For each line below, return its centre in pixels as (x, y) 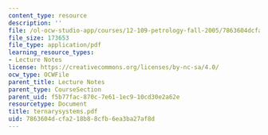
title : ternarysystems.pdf (53, 112)
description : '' (35, 23)
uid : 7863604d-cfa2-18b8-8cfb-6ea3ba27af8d (82, 119)
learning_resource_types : (51, 52)
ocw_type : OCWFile (39, 75)
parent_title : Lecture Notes (57, 82)
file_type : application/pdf (55, 45)
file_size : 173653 (39, 38)
